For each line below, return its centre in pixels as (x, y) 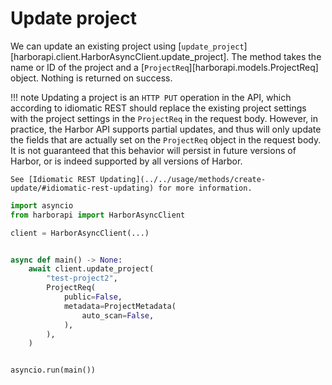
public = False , (93, 297)
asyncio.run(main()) (53, 370)
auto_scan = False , (118, 315)
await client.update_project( (91, 269)
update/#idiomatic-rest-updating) (82, 188)
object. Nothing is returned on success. (91, 78)
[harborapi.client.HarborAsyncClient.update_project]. (120, 56)
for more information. (205, 188)
